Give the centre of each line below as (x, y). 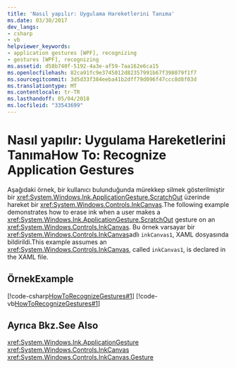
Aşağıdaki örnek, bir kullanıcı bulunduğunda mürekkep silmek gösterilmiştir (116, 189)
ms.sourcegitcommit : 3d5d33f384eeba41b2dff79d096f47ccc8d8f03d (102, 79)
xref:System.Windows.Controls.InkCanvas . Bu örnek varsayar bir (101, 227)
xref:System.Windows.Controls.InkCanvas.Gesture (80, 357)
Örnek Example (41, 279)
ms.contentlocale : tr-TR (44, 92)
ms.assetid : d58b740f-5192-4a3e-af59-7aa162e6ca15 (83, 66)
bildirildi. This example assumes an (57, 242)
